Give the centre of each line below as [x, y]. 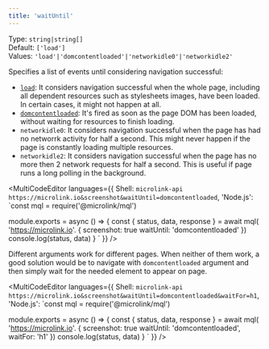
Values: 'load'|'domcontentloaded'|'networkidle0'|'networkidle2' [121, 56]
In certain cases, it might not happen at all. [91, 104]
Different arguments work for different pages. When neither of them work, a [134, 254]
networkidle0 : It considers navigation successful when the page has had [141, 130]
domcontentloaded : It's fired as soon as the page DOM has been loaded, [138, 113]
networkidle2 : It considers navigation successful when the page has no [138, 156]
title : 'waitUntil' [41, 16]
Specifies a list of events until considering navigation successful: [116, 71]
